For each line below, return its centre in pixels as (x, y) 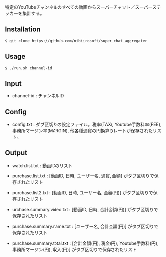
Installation (23, 30)
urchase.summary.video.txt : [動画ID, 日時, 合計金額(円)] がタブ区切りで (85, 209)
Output (16, 153)
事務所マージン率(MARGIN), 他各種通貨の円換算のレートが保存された (82, 130)
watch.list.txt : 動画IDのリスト (42, 165)
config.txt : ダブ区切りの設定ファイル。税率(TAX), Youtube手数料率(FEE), (87, 124)
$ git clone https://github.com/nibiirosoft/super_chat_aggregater (76, 41)
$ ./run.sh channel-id (28, 68)
